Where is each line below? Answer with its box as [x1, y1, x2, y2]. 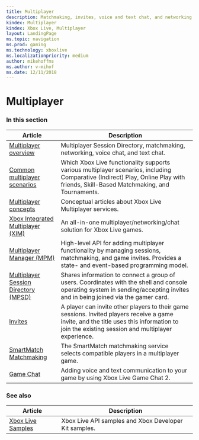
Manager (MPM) [9, 253, 55, 262]
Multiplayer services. [60, 205, 119, 213]
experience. [60, 332, 94, 341]
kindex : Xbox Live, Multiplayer [6, 25, 86, 31]
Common [9, 165, 35, 174]
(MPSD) [9, 293, 31, 301]
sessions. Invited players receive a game [60, 310, 174, 318]
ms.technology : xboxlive [6, 47, 68, 53]
